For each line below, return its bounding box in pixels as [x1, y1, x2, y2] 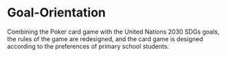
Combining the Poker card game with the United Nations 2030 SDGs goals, [7, 27, 220, 36]
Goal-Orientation [7, 5, 106, 21]
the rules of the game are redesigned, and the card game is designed [7, 34, 203, 43]
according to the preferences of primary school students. [7, 42, 170, 50]
